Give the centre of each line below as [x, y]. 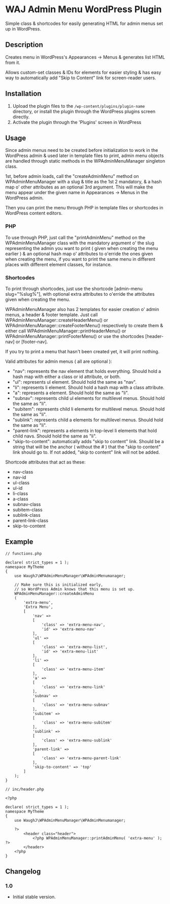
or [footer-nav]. [32, 341]
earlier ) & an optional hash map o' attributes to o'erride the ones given [79, 254]
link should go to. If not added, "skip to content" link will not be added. [86, 452]
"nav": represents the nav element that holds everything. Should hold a [87, 371]
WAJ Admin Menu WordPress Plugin [83, 9]
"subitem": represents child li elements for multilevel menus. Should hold [89, 409]
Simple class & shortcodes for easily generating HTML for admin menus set [84, 23]
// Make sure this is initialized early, [59, 585]
